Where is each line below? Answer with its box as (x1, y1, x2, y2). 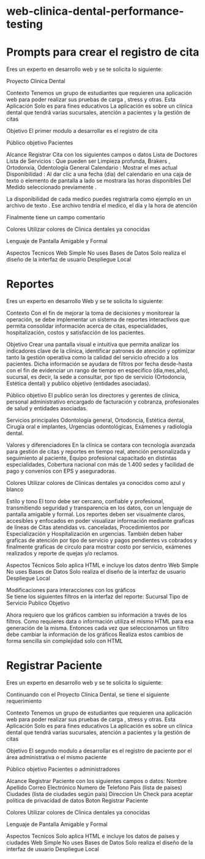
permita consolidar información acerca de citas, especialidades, (6, 323, 168, 330)
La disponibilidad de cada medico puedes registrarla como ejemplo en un (6, 195, 192, 203)
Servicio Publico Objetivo (6, 599, 70, 607)
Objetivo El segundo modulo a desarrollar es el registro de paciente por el (6, 747, 192, 754)
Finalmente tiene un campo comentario (6, 214, 105, 221)
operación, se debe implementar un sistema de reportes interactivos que (6, 316, 190, 323)
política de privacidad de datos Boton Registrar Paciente (6, 797, 149, 804)
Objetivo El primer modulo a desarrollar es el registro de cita (6, 127, 158, 135)
